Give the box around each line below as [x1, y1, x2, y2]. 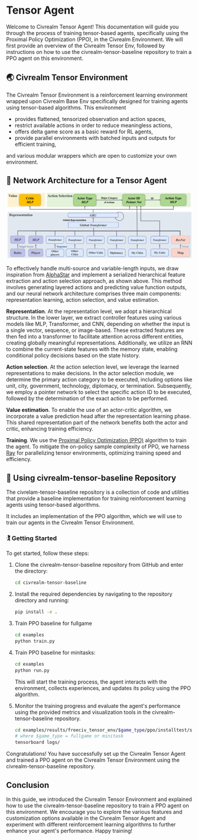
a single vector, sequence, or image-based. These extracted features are [6, 327, 184, 334]
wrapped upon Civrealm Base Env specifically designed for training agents [6, 97, 188, 104]
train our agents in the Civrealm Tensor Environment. [6, 519, 135, 526]
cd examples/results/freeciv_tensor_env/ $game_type [14, 727, 145, 733]
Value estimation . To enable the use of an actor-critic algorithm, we [6, 407, 172, 414]
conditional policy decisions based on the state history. [6, 352, 140, 359]
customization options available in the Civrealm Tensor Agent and [6, 815, 166, 822]
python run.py [14, 667, 50, 673]
